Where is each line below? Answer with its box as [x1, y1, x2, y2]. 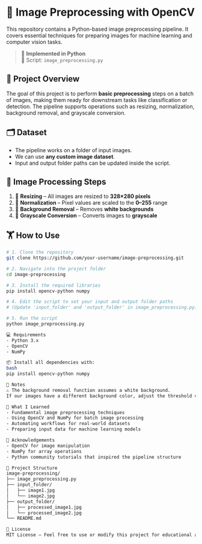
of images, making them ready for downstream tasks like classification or [6, 96, 188, 103]
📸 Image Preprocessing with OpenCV [6, 5, 195, 19]
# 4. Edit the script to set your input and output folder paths [6, 299, 173, 305]
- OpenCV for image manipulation [6, 443, 90, 449]
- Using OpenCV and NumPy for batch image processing [6, 415, 144, 421]
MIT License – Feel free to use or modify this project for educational [6, 532, 192, 538]
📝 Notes [6, 382, 26, 388]
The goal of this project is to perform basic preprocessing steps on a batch [6, 90, 194, 97]
